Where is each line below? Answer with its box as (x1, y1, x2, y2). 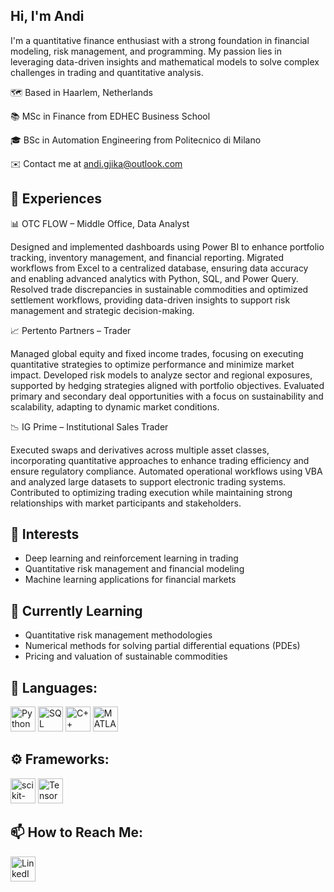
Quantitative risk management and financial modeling (24, 563, 245, 575)
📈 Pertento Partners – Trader (10, 324, 132, 336)
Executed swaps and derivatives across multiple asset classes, (10, 444, 270, 456)
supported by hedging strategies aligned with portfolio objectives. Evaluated (10, 379, 325, 391)
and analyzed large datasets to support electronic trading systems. (10, 475, 287, 488)
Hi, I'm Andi (10, 8, 85, 25)
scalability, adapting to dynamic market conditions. (10, 400, 220, 413)
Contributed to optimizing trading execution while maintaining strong (10, 486, 293, 498)
